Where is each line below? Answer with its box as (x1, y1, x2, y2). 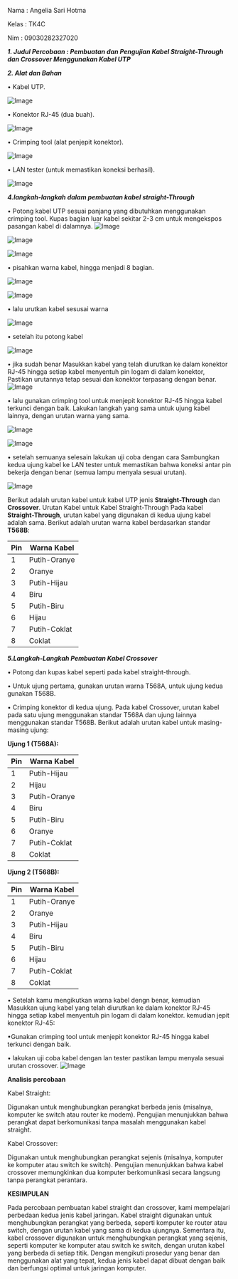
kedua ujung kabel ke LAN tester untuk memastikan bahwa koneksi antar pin (7, 461, 232, 469)
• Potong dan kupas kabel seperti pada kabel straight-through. (7, 668, 191, 676)
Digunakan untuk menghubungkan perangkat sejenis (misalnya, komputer (7, 1153, 224, 1161)
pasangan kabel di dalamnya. (7, 222, 93, 230)
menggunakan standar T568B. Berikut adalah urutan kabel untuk (7, 719, 197, 726)
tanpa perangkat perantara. (7, 1176, 87, 1184)
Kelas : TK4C (7, 20, 46, 28)
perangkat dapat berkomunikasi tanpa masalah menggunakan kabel (7, 1118, 206, 1126)
